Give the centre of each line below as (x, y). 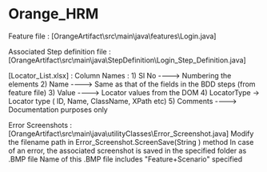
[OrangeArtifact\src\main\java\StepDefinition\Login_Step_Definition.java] (127, 60)
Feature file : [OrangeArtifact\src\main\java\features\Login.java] (112, 36)
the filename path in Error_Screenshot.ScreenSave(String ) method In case (131, 142)
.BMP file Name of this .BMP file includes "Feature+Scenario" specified (126, 159)
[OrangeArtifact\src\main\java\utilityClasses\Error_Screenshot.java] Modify (131, 134)
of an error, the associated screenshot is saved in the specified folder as (128, 150)
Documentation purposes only (58, 110)
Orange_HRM (54, 14)
